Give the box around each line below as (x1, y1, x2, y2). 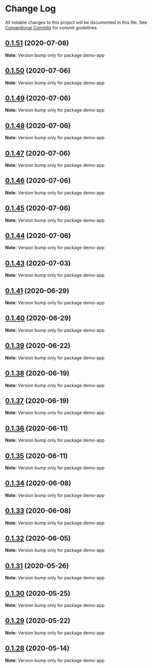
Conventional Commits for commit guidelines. (5, 24, 98, 30)
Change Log (5, 3, 56, 14)
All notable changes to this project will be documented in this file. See (5, 19, 148, 25)
